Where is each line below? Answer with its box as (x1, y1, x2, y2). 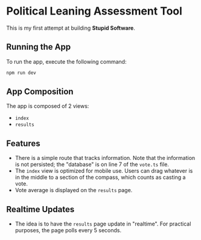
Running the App (6, 42, 71, 52)
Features (6, 138, 40, 148)
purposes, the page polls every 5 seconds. (14, 227, 122, 234)
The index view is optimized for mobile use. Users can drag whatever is (14, 167, 193, 175)
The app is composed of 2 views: (6, 102, 89, 110)
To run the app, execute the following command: (6, 58, 127, 65)
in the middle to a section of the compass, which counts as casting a (14, 174, 186, 181)
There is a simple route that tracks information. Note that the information (14, 155, 196, 162)
